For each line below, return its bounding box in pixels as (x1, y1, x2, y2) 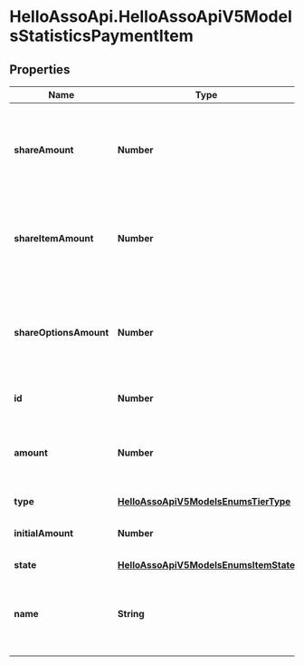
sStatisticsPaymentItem (9, 25, 195, 46)
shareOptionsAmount (14, 327, 109, 338)
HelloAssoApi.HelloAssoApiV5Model (9, 6, 292, 27)
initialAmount (14, 527, 74, 539)
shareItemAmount (14, 232, 94, 244)
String (117, 608, 145, 620)
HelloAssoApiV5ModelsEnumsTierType (117, 495, 291, 507)
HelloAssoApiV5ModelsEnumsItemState (117, 559, 296, 571)
